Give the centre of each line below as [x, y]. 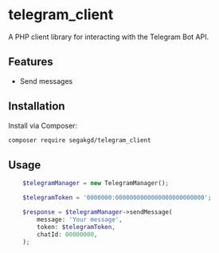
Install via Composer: [43, 125]
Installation [37, 107]
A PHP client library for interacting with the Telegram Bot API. [109, 37]
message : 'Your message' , [80, 219]
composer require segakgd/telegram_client [80, 140]
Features [31, 62]
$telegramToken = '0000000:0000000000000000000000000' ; [117, 198]
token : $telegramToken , [76, 227]
